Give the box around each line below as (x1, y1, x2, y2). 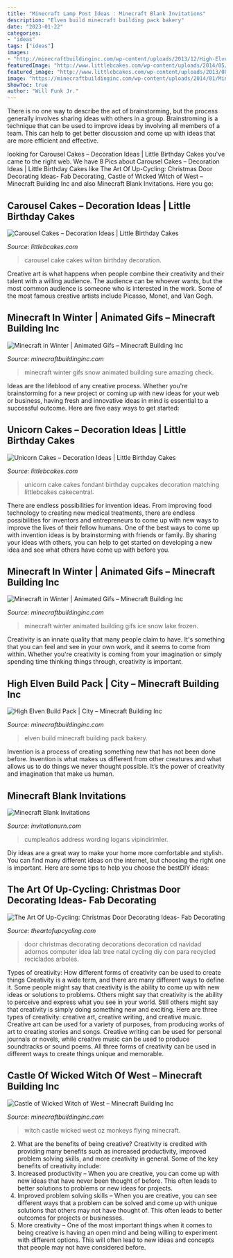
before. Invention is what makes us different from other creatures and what (7, 755, 222, 763)
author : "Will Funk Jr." (7, 88, 79, 95)
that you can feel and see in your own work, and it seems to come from (7, 643, 211, 651)
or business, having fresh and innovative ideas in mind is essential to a (7, 396, 209, 404)
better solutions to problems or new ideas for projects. (17, 1184, 173, 1192)
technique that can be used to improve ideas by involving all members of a (7, 122, 221, 130)
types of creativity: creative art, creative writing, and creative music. (7, 1012, 202, 1021)
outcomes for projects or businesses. (17, 1213, 124, 1222)
